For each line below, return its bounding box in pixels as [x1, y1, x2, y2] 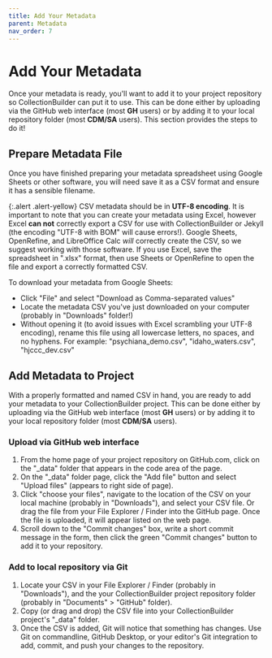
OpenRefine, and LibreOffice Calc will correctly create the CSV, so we [8, 236, 242, 246]
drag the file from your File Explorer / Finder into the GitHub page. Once [19, 507, 261, 517]
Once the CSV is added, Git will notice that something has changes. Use [19, 623, 262, 633]
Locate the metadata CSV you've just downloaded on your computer [19, 302, 250, 312]
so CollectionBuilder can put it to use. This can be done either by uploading [8, 97, 261, 107]
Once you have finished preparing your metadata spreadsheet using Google [8, 168, 263, 179]
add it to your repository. [19, 541, 103, 551]
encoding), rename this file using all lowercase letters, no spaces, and [19, 328, 254, 338]
